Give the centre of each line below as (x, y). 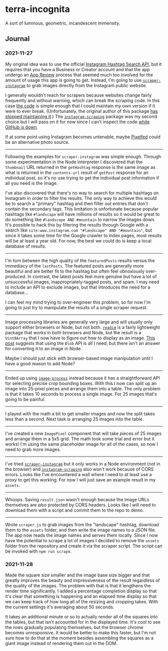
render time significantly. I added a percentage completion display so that (81, 591)
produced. (16, 276)
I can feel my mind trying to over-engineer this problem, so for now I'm (78, 302)
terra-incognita (37, 9)
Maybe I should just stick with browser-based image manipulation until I (79, 358)
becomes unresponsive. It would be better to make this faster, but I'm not (80, 632)
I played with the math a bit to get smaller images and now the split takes (80, 413)
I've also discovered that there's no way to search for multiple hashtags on (82, 193)
